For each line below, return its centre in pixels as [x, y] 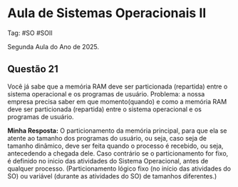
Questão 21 [33, 69]
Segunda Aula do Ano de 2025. [53, 46]
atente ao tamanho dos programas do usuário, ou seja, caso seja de [107, 138]
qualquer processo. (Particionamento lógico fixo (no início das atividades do [119, 168]
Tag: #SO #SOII [30, 33]
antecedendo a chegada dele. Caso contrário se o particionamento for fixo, [118, 153]
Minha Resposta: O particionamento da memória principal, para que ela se [117, 131]
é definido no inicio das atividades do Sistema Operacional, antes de [108, 161]
